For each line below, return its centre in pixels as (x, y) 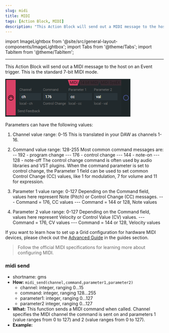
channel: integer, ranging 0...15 (52, 287)
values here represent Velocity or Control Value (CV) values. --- (78, 217)
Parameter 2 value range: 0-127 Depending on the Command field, (81, 212)
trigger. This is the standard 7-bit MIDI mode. (52, 72)
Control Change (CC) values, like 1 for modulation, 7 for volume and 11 (85, 177)
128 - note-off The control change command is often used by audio (82, 160)
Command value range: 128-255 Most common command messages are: (88, 150)
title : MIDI (18, 16)
